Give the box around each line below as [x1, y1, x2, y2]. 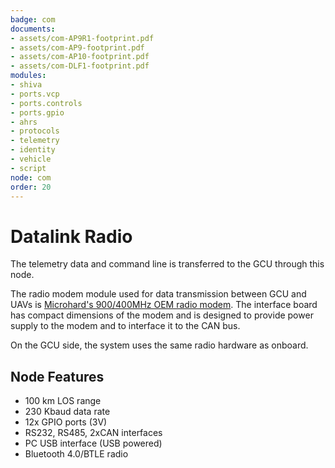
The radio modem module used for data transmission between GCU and [10, 288, 307, 300]
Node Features [10, 368, 105, 385]
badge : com [10, 14, 56, 25]
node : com [10, 172, 52, 183]
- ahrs [10, 117, 38, 127]
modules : [10, 71, 47, 81]
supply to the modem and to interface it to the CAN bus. [10, 320, 241, 332]
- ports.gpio [10, 107, 65, 118]
